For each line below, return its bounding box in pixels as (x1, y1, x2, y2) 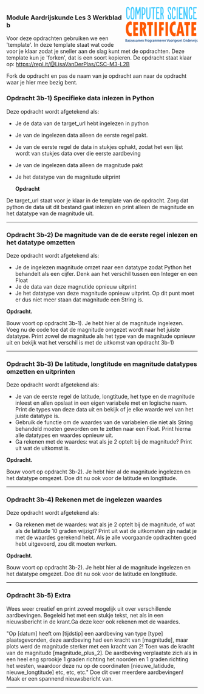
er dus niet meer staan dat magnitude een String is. (15, 296, 144, 303)
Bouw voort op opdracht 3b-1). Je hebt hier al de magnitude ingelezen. (6, 319, 184, 326)
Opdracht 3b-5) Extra (6, 591, 71, 600)
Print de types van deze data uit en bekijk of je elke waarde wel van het (15, 406, 194, 413)
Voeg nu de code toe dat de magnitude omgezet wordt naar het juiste (6, 326, 180, 333)
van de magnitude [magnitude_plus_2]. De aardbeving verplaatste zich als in (6, 649, 197, 656)
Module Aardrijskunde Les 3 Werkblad (6, 13, 122, 22)
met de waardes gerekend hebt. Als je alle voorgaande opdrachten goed (15, 534, 197, 541)
